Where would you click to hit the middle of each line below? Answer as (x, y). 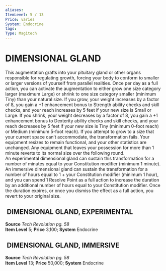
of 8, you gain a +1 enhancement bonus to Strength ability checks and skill (82, 105)
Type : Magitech (21, 33)
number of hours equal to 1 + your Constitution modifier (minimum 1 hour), (82, 174)
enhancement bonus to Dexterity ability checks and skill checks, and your (82, 121)
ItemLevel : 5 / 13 (24, 15)
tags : (11, 29)
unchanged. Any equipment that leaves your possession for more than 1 (80, 148)
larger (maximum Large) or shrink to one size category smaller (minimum (81, 94)
